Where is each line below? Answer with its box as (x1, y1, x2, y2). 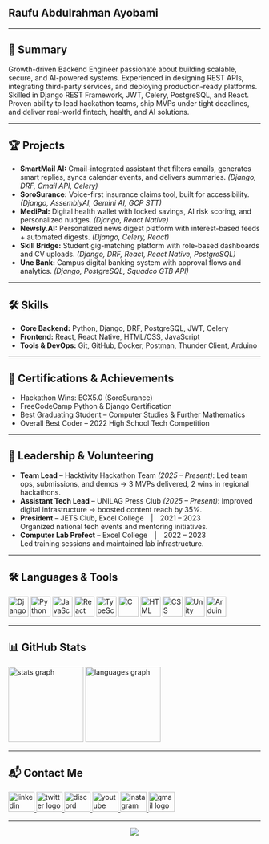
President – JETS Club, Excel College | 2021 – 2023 (19, 513, 202, 523)
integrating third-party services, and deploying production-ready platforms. (8, 81, 258, 91)
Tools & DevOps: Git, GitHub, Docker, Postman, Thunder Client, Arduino (19, 340, 258, 350)
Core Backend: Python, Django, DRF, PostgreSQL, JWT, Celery (19, 324, 229, 333)
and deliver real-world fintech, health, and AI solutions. (8, 107, 190, 116)
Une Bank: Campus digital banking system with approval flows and (19, 258, 242, 267)
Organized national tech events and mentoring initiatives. (19, 521, 208, 531)
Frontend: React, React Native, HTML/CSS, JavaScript (19, 332, 200, 342)
